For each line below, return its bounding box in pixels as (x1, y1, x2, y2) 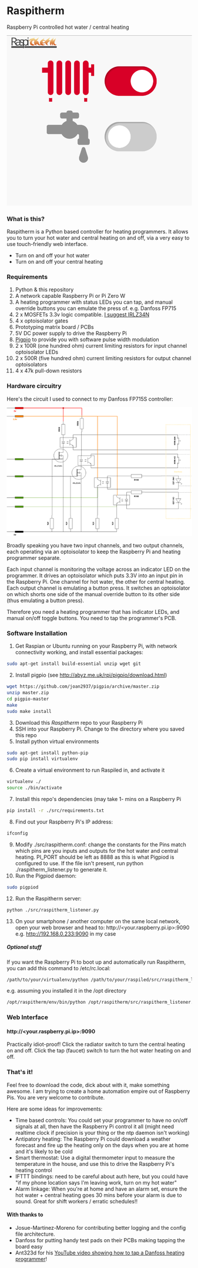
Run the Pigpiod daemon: (15, 872, 77, 879)
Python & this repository (15, 286, 74, 293)
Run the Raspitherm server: (15, 894, 82, 902)
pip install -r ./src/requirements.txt (6, 808, 105, 814)
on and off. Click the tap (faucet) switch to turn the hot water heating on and (6, 1047, 192, 1054)
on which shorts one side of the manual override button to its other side (6, 591, 180, 598)
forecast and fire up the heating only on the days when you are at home (15, 1141, 189, 1149)
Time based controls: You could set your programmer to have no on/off (15, 1116, 188, 1124)
